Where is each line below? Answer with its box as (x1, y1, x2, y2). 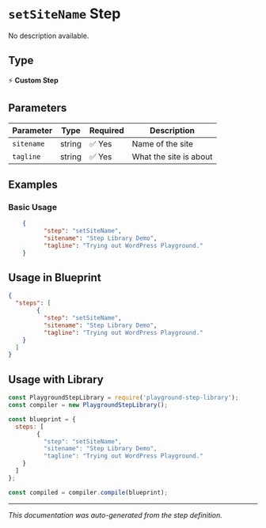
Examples (8, 177, 58, 191)
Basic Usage (8, 201, 58, 212)
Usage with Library (8, 373, 104, 386)
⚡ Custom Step (8, 75, 59, 85)
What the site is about (131, 151, 213, 162)
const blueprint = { (8, 415, 77, 424)
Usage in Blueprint (8, 271, 101, 285)
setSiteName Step (8, 5, 121, 23)
